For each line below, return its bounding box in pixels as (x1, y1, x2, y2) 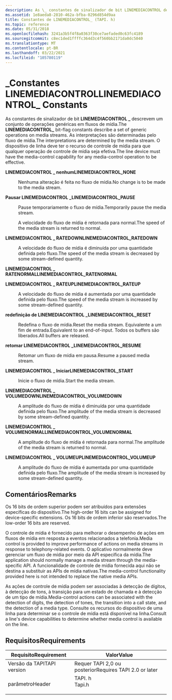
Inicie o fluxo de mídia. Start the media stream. (18, 378, 115, 384)
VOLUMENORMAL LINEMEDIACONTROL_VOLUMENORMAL (5, 429, 132, 435)
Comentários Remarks (5, 490, 77, 499)
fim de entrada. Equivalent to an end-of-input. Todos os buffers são (18, 327, 160, 333)
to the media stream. (18, 185, 62, 191)
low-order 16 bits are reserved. (5, 520, 71, 526)
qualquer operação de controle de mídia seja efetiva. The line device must (5, 148, 160, 155)
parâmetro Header (8, 680, 51, 687)
